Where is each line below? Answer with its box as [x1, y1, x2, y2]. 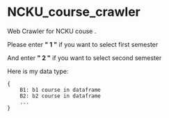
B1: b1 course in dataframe [19, 86, 101, 93]
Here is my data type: [7, 67, 69, 75]
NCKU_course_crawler [7, 4, 140, 20]
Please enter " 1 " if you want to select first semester [7, 40, 159, 48]
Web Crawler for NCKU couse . [7, 27, 97, 35]
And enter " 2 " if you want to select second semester [7, 53, 162, 62]
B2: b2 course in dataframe [19, 92, 101, 99]
